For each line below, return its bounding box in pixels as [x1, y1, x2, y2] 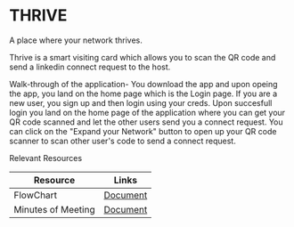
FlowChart [13, 189, 58, 201]
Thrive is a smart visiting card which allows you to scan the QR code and [9, 52, 276, 62]
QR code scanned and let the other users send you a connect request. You [9, 117, 283, 127]
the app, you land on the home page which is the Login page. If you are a [9, 88, 278, 99]
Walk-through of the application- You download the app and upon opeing [9, 78, 278, 89]
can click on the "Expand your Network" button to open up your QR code [9, 126, 277, 136]
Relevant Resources [9, 152, 83, 163]
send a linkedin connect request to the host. [9, 61, 171, 72]
